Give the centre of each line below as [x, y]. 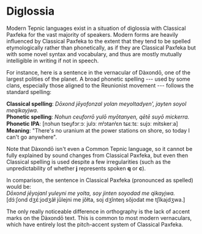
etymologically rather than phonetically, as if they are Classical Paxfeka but [101, 48]
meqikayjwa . [22, 110]
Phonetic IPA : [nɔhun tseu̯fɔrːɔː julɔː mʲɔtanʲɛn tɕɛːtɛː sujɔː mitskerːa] [92, 123]
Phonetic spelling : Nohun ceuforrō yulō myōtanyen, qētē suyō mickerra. [98, 117]
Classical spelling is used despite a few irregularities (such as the [89, 162]
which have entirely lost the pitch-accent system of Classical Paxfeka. [95, 224]
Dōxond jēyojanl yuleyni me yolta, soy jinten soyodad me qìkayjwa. [91, 193]
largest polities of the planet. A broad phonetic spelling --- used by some [99, 79]
